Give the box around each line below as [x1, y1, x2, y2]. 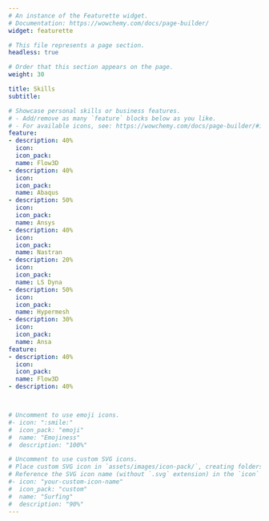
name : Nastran [15, 248, 62, 256]
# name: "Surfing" [8, 492, 74, 501]
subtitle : [8, 92, 42, 100]
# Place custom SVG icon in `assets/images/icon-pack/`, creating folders [8, 462, 263, 471]
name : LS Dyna [15, 278, 62, 286]
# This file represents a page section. [8, 41, 146, 49]
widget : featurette [8, 26, 74, 34]
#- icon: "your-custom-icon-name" [8, 478, 124, 486]
